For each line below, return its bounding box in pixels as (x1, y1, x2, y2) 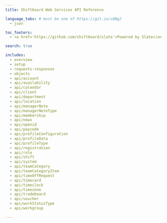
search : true (5, 43, 32, 49)
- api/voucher (9, 197, 39, 202)
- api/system (9, 159, 37, 165)
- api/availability (9, 80, 50, 85)
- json (9, 21, 23, 26)
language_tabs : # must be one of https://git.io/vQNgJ (5, 16, 122, 21)
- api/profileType (9, 141, 48, 146)
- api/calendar (9, 85, 41, 90)
